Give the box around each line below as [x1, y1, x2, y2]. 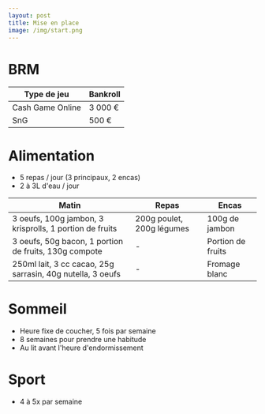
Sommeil [8, 300, 67, 318]
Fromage [207, 258, 241, 269]
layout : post [8, 11, 51, 20]
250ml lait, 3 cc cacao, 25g [12, 258, 114, 269]
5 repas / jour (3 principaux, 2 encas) [19, 173, 140, 183]
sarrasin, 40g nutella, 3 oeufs [12, 269, 121, 280]
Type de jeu [24, 88, 69, 100]
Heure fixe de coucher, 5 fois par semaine [19, 326, 156, 336]
